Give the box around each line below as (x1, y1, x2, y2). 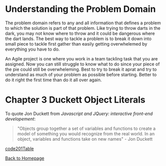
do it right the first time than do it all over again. (5, 77, 102, 83)
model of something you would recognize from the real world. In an (17, 130, 155, 137)
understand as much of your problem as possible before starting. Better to (5, 71, 157, 77)
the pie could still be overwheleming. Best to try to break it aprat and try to (5, 66, 157, 72)
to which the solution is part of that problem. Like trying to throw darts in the (5, 25, 161, 31)
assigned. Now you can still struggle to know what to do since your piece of (5, 61, 160, 67)
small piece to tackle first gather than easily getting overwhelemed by (5, 41, 148, 47)
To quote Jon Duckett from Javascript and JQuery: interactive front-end (5, 111, 153, 116)
